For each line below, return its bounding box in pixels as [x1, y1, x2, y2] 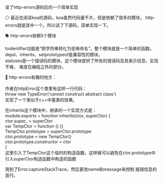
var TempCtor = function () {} [5, 123, 64, 129]
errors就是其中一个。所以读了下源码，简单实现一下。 [5, 23, 111, 28]
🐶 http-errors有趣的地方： [5, 74, 57, 80]
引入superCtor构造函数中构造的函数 [5, 156, 77, 161]
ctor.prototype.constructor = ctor [5, 139, 72, 144]
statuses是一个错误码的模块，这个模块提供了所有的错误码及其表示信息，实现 [5, 58, 159, 64]
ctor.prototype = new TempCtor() [5, 134, 72, 139]
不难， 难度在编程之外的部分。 [5, 64, 66, 69]
